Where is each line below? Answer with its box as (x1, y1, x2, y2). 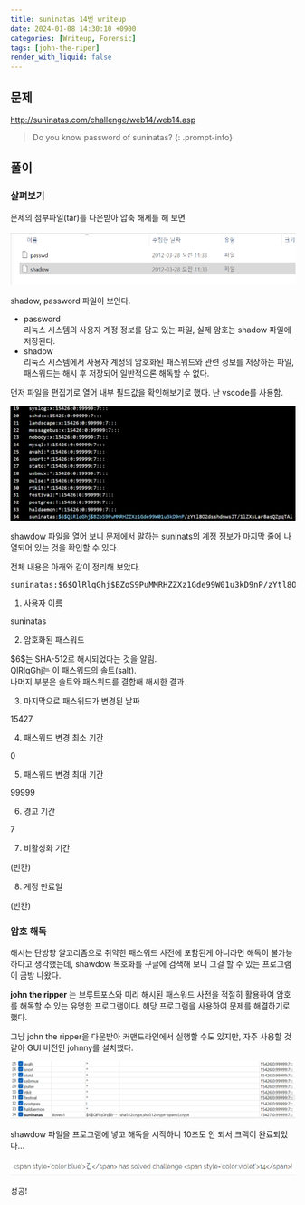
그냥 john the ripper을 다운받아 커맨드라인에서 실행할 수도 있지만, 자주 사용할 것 (10, 1031, 292, 1042)
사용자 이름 (23, 598, 63, 608)
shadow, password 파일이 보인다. (10, 295, 131, 306)
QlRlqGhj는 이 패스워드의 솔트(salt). (10, 665, 137, 675)
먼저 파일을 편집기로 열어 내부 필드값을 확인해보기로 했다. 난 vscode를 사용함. (10, 387, 284, 397)
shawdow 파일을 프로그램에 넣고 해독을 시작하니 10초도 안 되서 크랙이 (10, 1128, 257, 1140)
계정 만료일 (23, 881, 63, 892)
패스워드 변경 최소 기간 (23, 732, 104, 742)
